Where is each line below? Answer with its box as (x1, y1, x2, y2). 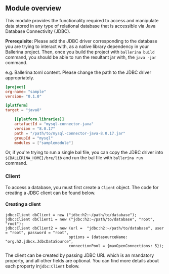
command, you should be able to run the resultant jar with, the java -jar (5, 54, 157, 60)
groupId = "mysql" (14, 135, 53, 141)
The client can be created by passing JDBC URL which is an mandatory (5, 252, 154, 258)
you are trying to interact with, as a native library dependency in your (5, 43, 149, 50)
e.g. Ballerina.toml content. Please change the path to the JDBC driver (5, 69, 152, 75)
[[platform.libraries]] (14, 117, 65, 122)
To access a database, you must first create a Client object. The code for (5, 184, 159, 190)
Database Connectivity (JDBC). (5, 28, 71, 34)
